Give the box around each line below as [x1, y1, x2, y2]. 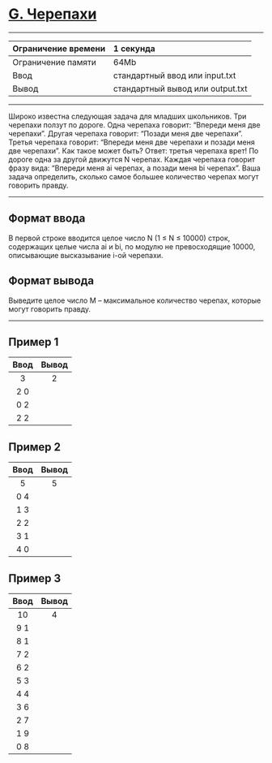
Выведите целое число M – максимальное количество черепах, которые [8, 295, 261, 305]
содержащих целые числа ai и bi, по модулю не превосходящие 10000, [8, 241, 256, 252]
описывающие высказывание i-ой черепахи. [8, 250, 164, 260]
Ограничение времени [12, 42, 106, 54]
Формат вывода [8, 274, 95, 288]
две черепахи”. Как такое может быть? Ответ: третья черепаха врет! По [8, 145, 259, 155]
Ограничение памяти [12, 56, 97, 67]
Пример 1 [8, 334, 59, 349]
